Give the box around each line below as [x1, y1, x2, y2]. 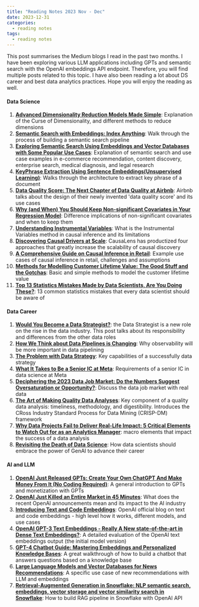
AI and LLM [7, 461, 35, 468]
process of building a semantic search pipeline [15, 136, 130, 143]
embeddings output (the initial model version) [15, 537, 127, 545]
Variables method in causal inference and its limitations [15, 231, 150, 238]
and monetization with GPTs [15, 487, 85, 494]
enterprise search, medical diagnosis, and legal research [15, 162, 154, 169]
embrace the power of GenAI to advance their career [15, 447, 145, 455]
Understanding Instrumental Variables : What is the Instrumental [15, 225, 174, 232]
